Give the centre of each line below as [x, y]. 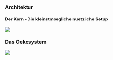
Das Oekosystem [26, 42]
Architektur [19, 7]
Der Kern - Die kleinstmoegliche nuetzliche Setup [56, 19]
